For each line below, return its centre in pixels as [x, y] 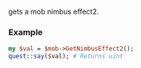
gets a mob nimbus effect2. [54, 12]
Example [26, 32]
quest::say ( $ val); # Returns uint [66, 56]
